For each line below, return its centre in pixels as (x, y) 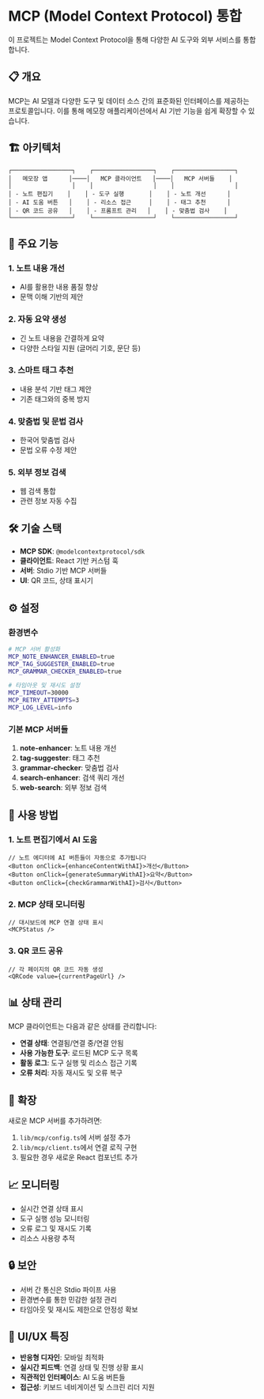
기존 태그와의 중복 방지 (55, 399)
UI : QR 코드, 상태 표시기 (56, 580)
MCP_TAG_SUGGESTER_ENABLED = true (61, 664)
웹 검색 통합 (38, 491)
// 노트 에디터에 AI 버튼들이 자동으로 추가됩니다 (77, 858)
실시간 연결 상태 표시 (51, 1208)
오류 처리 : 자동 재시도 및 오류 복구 (71, 1073)
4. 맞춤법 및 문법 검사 (46, 422)
